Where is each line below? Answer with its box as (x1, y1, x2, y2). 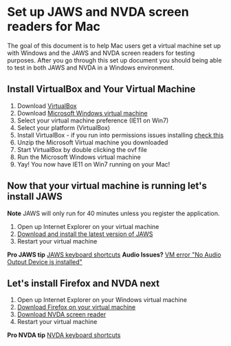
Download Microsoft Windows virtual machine (16, 109, 148, 117)
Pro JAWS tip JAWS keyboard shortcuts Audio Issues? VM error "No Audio (7, 250, 221, 259)
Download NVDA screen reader (16, 310, 107, 318)
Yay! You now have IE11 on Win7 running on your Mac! (16, 160, 170, 169)
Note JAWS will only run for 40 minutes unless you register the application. (7, 209, 220, 217)
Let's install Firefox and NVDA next (7, 277, 160, 289)
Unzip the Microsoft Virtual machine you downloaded (16, 138, 168, 147)
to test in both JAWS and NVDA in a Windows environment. (7, 63, 175, 72)
